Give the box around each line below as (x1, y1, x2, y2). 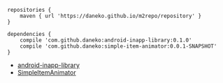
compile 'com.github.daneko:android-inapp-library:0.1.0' (20, 37, 192, 44)
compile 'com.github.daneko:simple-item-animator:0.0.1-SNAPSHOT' (20, 43, 217, 50)
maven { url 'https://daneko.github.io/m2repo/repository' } (20, 12, 201, 19)
